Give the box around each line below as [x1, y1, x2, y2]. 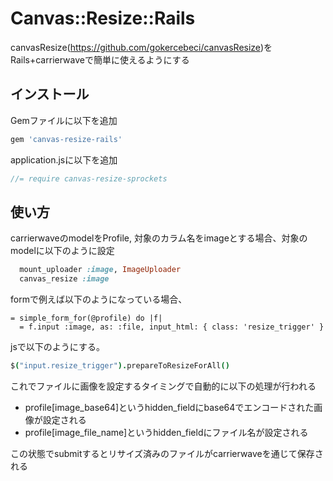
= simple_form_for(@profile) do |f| [10, 313, 163, 324]
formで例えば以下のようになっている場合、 [10, 293, 188, 306]
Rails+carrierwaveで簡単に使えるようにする [10, 53, 190, 66]
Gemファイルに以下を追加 [10, 114, 118, 126]
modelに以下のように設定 [10, 245, 115, 257]
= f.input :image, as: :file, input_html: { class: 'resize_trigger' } [19, 322, 325, 332]
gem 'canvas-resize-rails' [10, 134, 123, 144]
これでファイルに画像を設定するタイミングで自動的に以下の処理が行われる [10, 380, 317, 392]
